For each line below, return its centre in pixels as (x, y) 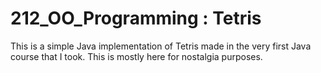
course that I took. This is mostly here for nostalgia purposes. (136, 56)
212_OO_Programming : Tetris (136, 18)
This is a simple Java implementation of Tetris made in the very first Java (161, 46)
